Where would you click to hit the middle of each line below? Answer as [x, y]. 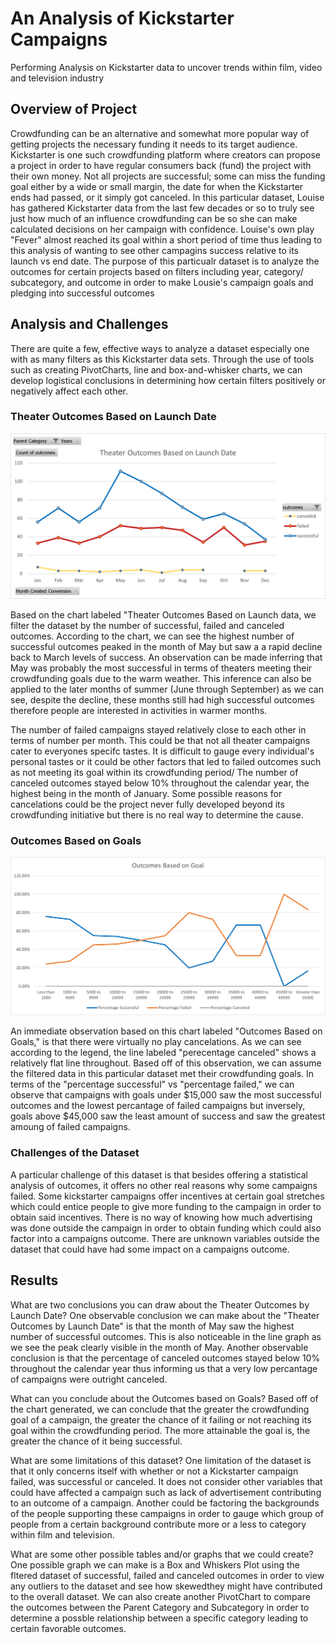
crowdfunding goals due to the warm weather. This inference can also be [161, 678]
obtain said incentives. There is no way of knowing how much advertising [161, 1217]
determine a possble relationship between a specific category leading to [159, 1618]
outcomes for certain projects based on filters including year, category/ [157, 271]
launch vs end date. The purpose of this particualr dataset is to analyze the [165, 261]
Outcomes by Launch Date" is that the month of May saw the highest [152, 1326]
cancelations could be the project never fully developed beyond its [147, 804]
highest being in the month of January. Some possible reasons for [146, 793]
